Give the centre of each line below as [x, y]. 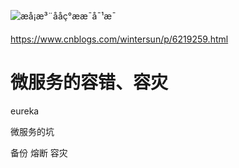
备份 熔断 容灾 [39, 152]
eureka [25, 111]
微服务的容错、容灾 [89, 82]
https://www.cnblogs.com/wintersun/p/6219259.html [119, 39]
